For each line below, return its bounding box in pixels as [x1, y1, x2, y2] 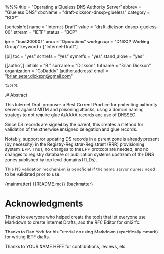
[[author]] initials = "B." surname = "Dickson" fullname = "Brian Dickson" [5, 63, 151, 68]
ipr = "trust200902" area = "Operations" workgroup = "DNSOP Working [5, 39, 150, 44]
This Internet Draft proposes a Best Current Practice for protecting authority [5, 102, 158, 107]
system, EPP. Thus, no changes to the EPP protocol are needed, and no [5, 147, 149, 152]
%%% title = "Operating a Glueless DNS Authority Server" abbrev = [5, 4, 142, 10]
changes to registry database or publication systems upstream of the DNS [5, 151, 155, 157]
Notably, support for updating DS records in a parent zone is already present [5, 136, 159, 142]
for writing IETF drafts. [5, 234, 50, 240]
